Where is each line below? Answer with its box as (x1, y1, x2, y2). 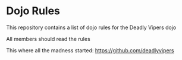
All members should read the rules (6, 35, 90, 42)
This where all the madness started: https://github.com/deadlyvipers (6, 46, 174, 54)
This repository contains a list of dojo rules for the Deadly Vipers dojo (6, 24, 177, 31)
